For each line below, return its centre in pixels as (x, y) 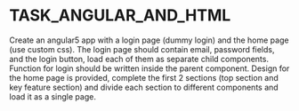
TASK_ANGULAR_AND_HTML (120, 16)
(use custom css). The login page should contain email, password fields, (142, 49)
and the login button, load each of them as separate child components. (139, 59)
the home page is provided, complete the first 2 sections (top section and (144, 77)
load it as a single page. (53, 96)
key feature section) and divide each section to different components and (144, 87)
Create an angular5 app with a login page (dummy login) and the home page (149, 40)
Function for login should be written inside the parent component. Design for (149, 68)
